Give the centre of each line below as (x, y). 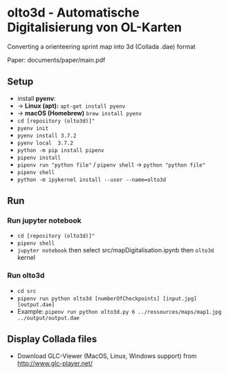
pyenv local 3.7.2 (45, 143)
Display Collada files (52, 339)
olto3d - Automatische (73, 13)
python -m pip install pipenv (61, 150)
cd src (27, 291)
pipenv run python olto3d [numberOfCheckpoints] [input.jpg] (107, 299)
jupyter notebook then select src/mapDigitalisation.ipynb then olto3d (115, 250)
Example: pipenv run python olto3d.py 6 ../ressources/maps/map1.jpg (120, 311)
